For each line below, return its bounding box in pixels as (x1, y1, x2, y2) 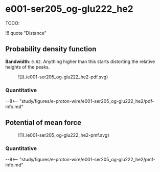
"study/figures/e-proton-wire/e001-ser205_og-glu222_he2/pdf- (19, 98, 154, 104)
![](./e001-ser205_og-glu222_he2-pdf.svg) (18, 74, 108, 80)
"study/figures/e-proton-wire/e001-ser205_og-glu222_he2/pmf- (19, 157, 156, 163)
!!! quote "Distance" (5, 30, 47, 36)
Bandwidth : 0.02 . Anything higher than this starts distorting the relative (5, 58, 155, 64)
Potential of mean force (5, 118, 82, 127)
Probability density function (5, 45, 97, 54)
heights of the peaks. (5, 63, 50, 70)
